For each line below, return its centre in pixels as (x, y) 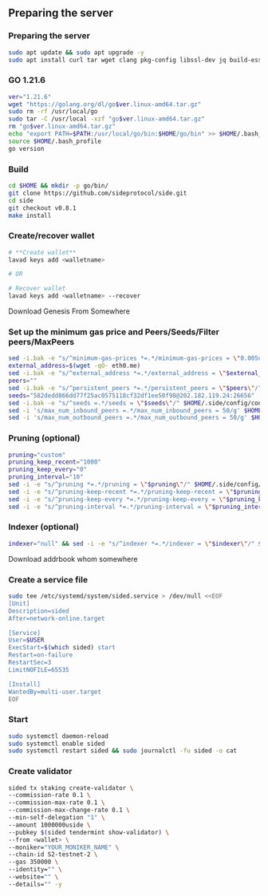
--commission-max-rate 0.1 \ (57, 803)
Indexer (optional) (44, 527)
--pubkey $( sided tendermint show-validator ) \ (89, 832)
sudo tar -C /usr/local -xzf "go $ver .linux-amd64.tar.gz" (106, 119)
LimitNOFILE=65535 (39, 669)
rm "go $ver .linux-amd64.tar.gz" (62, 127)
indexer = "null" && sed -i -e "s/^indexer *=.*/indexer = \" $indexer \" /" (132, 543)
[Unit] (19, 603)
